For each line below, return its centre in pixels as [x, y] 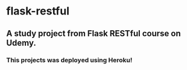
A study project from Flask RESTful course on [93, 33]
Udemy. [21, 43]
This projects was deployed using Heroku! [69, 60]
